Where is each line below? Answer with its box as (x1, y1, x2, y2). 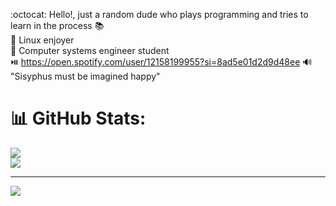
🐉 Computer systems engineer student (10, 45, 170, 56)
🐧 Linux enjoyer (10, 34, 75, 46)
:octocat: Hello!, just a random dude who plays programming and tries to (10, 9, 309, 20)
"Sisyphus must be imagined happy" (10, 70, 161, 82)
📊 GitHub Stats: (10, 107, 147, 130)
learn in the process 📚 (10, 20, 105, 31)
